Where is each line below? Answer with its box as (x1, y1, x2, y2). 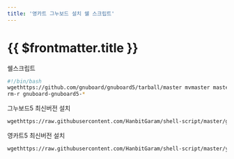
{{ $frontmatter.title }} (7, 40, 139, 56)
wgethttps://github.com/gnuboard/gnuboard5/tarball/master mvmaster (7, 84, 210, 91)
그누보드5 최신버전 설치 (7, 104, 71, 112)
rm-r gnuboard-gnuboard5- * (7, 91, 86, 98)
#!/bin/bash (7, 78, 42, 85)
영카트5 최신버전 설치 (7, 131, 65, 140)
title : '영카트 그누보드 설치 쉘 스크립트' (7, 10, 115, 17)
